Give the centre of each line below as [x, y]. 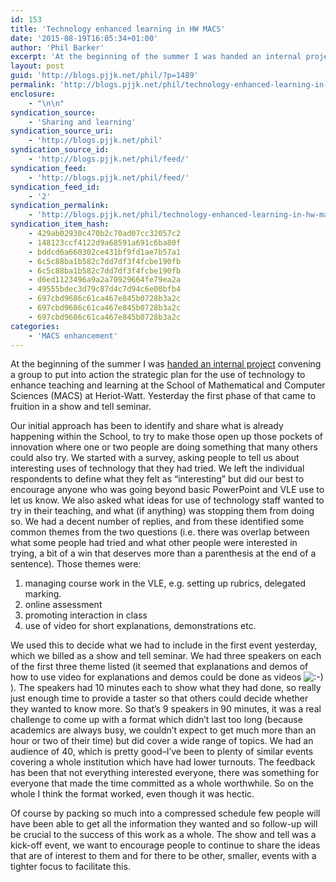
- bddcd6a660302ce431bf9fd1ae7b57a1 [105, 252]
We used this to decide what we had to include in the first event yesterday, [164, 645]
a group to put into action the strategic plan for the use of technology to [158, 375]
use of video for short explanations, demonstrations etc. [140, 626]
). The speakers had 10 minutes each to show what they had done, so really [166, 688]
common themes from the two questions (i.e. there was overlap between [160, 532]
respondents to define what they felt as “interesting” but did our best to [157, 479]
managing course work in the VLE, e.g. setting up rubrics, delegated [165, 583]
